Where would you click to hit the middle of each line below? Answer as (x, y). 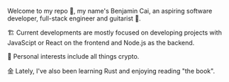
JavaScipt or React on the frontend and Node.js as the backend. (101, 43)
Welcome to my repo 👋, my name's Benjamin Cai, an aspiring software (110, 11)
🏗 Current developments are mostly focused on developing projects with (114, 33)
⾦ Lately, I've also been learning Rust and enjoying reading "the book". (111, 71)
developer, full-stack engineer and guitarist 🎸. (74, 18)
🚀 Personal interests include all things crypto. (73, 56)
